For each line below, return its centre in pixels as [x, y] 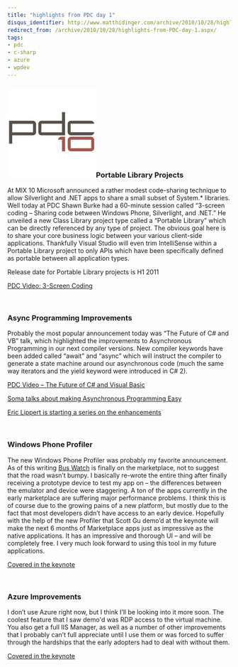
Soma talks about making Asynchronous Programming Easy [95, 398]
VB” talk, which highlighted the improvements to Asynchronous [100, 341]
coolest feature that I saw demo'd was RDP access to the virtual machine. [115, 619]
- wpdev [19, 67]
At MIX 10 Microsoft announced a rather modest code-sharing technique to [117, 190]
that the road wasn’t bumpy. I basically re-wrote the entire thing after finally [117, 475]
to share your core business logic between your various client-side [105, 236]
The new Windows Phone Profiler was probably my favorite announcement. [118, 460]
